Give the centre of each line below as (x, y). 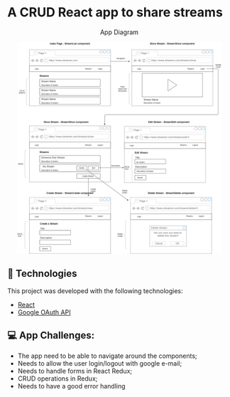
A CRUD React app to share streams (115, 12)
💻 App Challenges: (51, 335)
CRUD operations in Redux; (57, 379)
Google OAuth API (44, 312)
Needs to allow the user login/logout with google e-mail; (100, 364)
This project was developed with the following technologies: (95, 291)
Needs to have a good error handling (71, 386)
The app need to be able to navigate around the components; (107, 356)
